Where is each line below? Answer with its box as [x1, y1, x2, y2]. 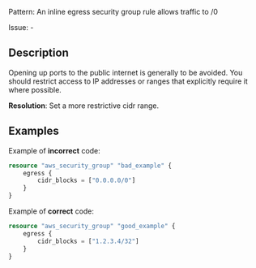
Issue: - [8, 23, 34, 32]
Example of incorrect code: [8, 145, 101, 155]
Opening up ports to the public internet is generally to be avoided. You [8, 67, 243, 77]
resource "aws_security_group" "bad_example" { [8, 162, 173, 170]
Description [8, 46, 69, 60]
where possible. [8, 84, 62, 94]
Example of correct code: [8, 206, 95, 216]
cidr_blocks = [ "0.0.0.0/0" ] [37, 176, 136, 185]
